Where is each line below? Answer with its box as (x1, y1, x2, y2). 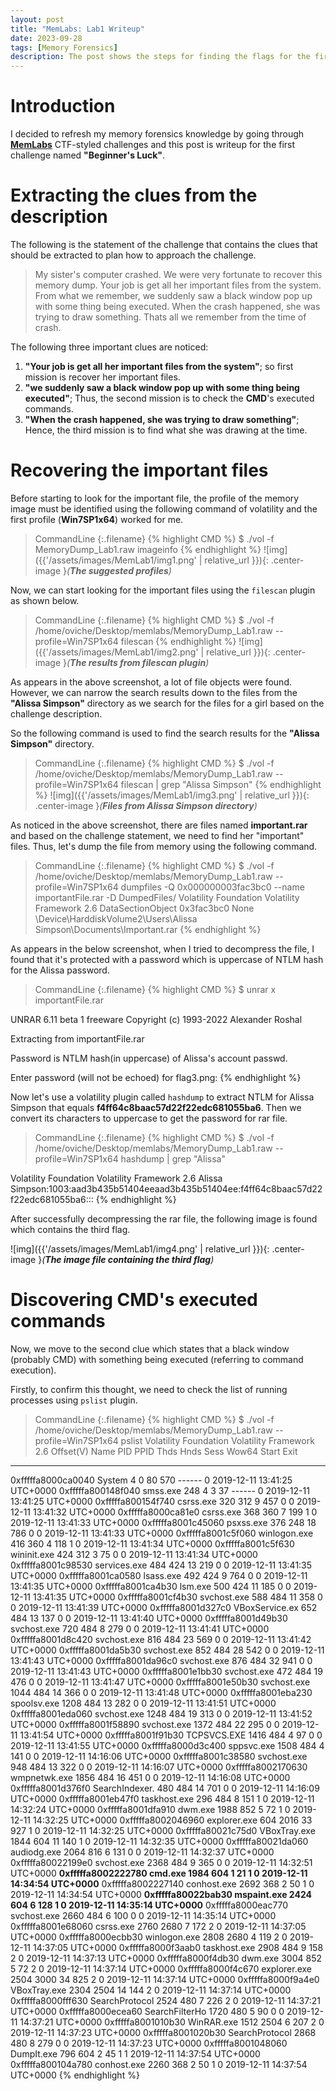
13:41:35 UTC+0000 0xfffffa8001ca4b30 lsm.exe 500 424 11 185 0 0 (10, 1580, 292, 1592)
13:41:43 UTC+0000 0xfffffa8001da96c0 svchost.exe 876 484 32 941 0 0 (10, 1654, 313, 1666)
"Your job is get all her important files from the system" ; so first (24, 361, 294, 372)
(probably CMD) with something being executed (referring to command (10, 1353, 304, 1365)
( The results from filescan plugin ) (66, 656, 210, 668)
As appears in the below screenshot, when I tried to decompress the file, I (10, 942, 315, 955)
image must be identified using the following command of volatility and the (10, 502, 318, 515)
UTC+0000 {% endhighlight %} (10, 2069, 140, 2081)
